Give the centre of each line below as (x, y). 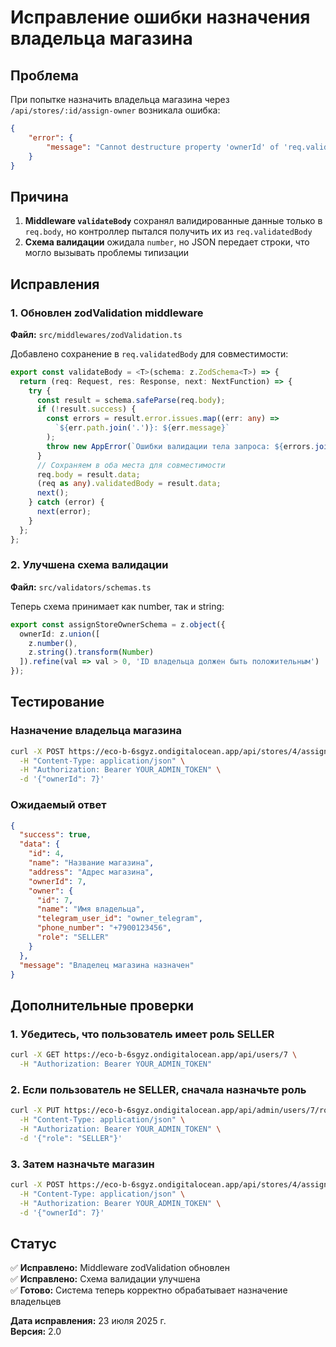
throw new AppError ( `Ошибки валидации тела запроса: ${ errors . (180, 446)
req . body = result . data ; (88, 474)
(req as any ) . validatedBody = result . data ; (129, 484)
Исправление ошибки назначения (160, 17)
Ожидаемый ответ (58, 805)
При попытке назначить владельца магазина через (120, 99)
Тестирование (57, 702)
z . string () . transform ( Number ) (91, 652)
